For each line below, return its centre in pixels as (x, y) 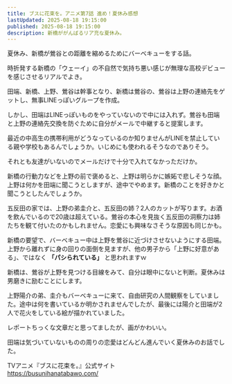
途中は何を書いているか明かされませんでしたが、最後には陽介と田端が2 (121, 304)
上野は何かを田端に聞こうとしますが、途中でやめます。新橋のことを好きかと (116, 185)
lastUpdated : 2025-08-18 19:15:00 (57, 20)
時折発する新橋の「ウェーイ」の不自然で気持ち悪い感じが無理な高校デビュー (116, 68)
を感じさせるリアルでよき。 (47, 77)
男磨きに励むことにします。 (46, 281)
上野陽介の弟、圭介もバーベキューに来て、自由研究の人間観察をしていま (110, 295)
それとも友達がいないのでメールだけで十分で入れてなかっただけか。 (104, 162)
